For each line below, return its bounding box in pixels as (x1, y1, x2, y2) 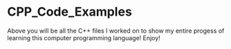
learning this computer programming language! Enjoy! (7, 33, 160, 42)
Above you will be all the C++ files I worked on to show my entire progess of (7, 27, 225, 35)
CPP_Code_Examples (7, 4, 133, 20)
